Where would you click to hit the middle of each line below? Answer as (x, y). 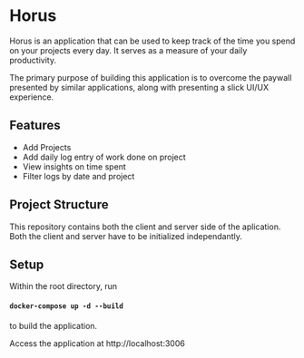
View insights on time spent (74, 166)
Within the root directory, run (64, 286)
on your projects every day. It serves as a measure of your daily (128, 50)
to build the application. (54, 325)
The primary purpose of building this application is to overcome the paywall (151, 77)
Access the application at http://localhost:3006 (98, 343)
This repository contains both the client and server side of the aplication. (145, 227)
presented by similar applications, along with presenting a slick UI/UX (139, 87)
